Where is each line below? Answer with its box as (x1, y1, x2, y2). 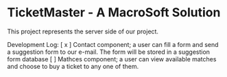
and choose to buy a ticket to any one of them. (7, 62, 139, 70)
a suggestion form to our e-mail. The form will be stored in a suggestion (7, 48, 211, 56)
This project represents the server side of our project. (7, 27, 159, 35)
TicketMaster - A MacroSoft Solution (7, 5, 221, 20)
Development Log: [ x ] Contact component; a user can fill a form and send (7, 40, 219, 48)
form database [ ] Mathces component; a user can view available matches (7, 55, 217, 63)
